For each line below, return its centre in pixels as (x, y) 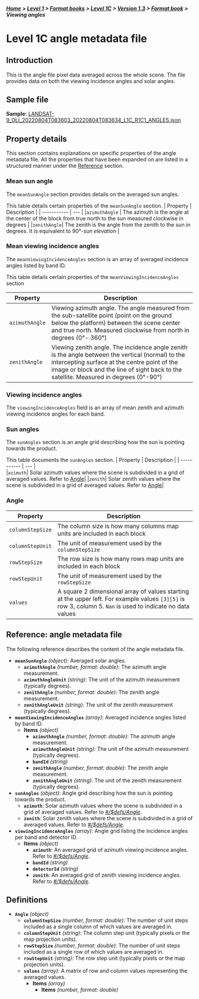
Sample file (27, 99)
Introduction (30, 60)
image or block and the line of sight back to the (117, 369)
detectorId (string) (55, 868)
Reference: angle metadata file (64, 635)
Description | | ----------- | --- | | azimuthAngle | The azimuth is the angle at (98, 212)
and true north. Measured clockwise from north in (120, 330)
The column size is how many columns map (118, 526)
